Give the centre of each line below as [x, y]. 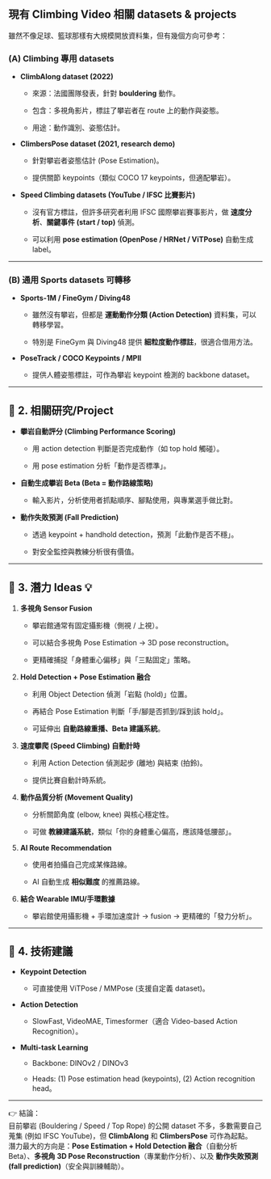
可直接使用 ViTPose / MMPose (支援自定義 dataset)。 [121, 988]
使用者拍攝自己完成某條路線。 [81, 864]
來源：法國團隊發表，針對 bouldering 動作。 [106, 93]
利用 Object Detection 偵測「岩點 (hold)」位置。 [112, 695]
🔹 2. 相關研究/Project [61, 410]
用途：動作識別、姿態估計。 [78, 128]
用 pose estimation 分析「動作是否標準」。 [101, 466]
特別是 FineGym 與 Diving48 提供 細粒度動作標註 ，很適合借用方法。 [145, 342]
